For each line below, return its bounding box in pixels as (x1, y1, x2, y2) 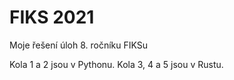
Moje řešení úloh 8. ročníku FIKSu (9, 39, 149, 51)
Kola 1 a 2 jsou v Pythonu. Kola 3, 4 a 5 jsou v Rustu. (9, 58, 224, 70)
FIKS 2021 (9, 6, 95, 29)
